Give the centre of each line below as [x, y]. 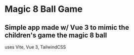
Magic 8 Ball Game [44, 9]
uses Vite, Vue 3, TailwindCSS [35, 47]
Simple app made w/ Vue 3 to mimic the [67, 27]
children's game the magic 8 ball [56, 35]
